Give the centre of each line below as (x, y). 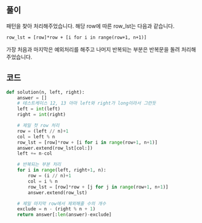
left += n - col (35, 154)
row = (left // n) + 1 (43, 131)
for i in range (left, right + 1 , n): (62, 170)
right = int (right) (42, 115)
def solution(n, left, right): (46, 92)
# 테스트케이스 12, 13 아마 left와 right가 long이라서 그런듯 (87, 103)
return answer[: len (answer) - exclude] (65, 215)
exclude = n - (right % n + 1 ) (56, 209)
